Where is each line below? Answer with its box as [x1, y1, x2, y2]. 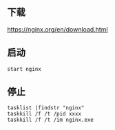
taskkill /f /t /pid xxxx [7, 111, 81, 118]
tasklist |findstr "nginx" [7, 105, 85, 111]
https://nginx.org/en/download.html [7, 25, 108, 33]
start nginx [7, 65, 41, 72]
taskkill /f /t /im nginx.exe [7, 116, 94, 124]
